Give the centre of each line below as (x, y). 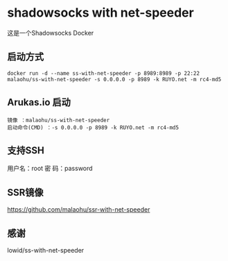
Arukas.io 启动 (39, 102)
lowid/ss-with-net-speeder (46, 250)
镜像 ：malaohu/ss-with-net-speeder (59, 120)
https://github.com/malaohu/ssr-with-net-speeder (79, 210)
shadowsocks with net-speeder (100, 13)
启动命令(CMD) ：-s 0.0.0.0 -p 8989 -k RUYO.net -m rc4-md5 (93, 127)
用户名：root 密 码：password (50, 169)
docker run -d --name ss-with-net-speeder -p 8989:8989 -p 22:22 (103, 73)
